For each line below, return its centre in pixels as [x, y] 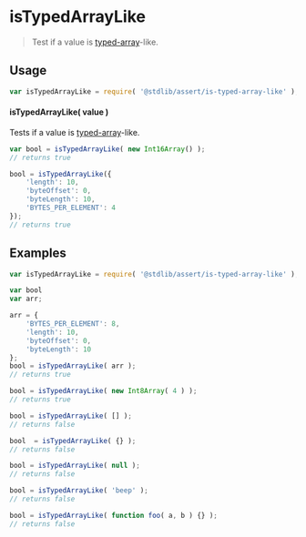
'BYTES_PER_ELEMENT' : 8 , [73, 324]
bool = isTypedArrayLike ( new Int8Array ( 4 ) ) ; [103, 391]
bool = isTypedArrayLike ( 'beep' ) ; [79, 491]
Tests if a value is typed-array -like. [75, 132]
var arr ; [26, 299]
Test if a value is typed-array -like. [95, 42]
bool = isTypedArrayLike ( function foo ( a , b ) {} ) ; [114, 515]
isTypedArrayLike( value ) [59, 112]
